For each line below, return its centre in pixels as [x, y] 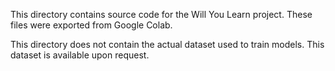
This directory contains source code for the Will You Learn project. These [161, 14]
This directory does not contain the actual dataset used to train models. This [167, 44]
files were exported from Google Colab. [91, 25]
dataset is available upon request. [80, 55]
